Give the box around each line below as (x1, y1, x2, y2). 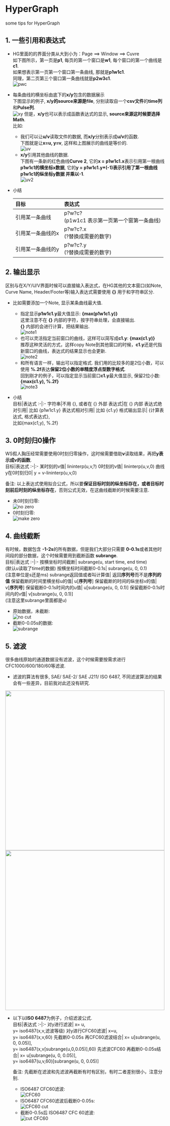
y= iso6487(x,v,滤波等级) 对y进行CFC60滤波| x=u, (12, 1028, 118, 1033)
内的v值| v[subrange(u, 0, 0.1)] (9, 591, 73, 597)
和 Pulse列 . (12, 104, 36, 110)
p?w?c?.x (64, 226, 87, 233)
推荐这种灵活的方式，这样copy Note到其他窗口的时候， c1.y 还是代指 (20, 341, 162, 348)
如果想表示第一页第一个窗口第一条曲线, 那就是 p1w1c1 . (12, 69, 125, 75)
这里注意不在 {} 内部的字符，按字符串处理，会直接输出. (20, 317, 136, 323)
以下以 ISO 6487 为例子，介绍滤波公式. (12, 1015, 93, 1021)
